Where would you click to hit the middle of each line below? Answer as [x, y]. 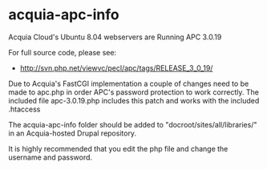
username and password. [51, 157]
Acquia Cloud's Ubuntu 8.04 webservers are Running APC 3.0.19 [115, 37]
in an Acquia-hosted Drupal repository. [73, 133]
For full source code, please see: [63, 52]
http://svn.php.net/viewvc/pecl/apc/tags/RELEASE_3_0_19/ [116, 68]
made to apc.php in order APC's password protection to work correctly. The [133, 92]
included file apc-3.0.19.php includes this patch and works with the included [134, 100]
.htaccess [24, 109]
